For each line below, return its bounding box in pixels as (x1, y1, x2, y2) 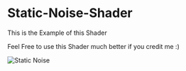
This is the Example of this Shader (7, 28, 108, 37)
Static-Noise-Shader (7, 5, 133, 21)
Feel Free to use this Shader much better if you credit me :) (7, 42, 180, 50)
